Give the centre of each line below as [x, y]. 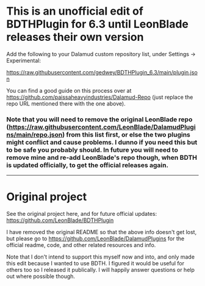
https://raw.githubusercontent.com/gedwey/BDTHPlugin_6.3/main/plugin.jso [102, 72]
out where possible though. [41, 276]
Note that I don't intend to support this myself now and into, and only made [101, 257]
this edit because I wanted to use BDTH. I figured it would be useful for [95, 263]
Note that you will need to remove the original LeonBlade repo [99, 119]
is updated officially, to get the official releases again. [88, 165]
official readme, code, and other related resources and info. [81, 245]
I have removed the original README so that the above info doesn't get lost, [102, 232]
